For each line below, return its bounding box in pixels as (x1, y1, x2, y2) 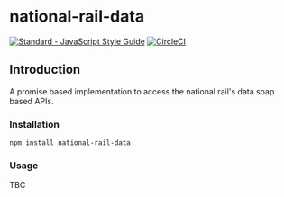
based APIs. (9, 95, 54, 106)
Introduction (9, 62, 81, 77)
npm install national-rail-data (9, 139, 131, 148)
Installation (9, 118, 60, 130)
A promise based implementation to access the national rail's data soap (9, 85, 275, 96)
